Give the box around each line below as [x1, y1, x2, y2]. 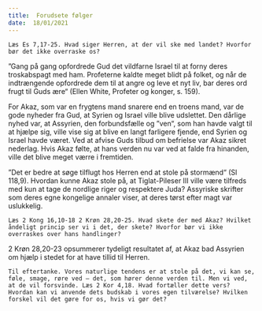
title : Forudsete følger [8, 11, 93, 20]
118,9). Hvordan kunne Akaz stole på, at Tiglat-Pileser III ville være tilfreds [8, 175, 247, 185]
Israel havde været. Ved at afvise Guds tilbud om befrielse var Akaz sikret [8, 135, 246, 144]
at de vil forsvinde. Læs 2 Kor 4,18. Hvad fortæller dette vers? [8, 281, 231, 289]
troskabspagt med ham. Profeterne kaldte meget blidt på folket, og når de [8, 69, 247, 79]
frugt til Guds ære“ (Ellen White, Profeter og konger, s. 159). [8, 86, 201, 96]
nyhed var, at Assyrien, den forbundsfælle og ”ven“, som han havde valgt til [8, 118, 253, 128]
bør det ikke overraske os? [8, 47, 101, 55]
